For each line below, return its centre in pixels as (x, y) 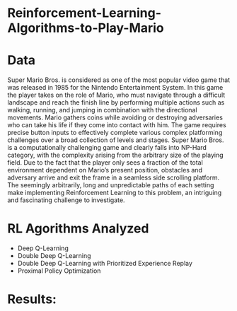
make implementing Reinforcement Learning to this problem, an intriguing (115, 193)
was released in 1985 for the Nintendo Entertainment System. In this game (115, 88)
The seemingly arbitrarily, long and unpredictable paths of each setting (111, 185)
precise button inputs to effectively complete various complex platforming (115, 133)
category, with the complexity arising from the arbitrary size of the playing (115, 155)
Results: (32, 299)
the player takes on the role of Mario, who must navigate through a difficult (116, 95)
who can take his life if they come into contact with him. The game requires (117, 125)
